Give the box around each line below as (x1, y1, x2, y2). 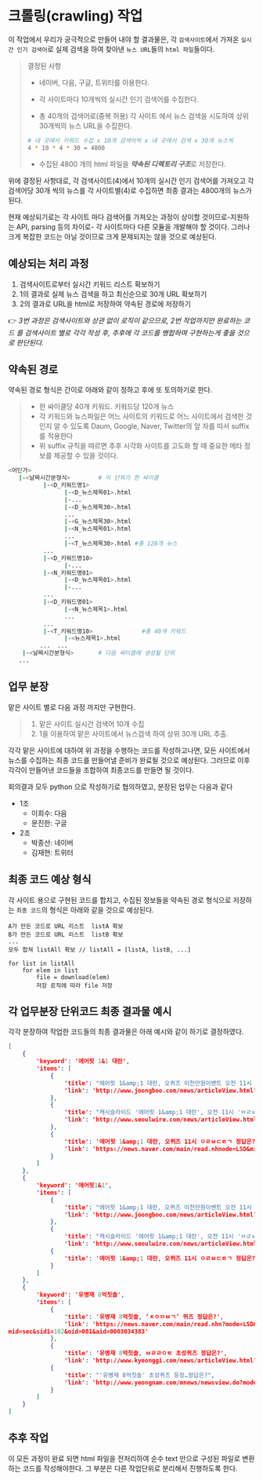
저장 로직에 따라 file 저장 (36, 981, 113, 989)
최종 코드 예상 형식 (8, 873, 92, 886)
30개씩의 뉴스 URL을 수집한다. (38, 121, 133, 130)
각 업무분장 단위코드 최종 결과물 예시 (8, 1004, 172, 1018)
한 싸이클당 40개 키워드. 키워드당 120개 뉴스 (38, 402, 175, 411)
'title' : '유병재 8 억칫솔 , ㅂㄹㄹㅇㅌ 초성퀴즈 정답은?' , (63, 1350, 228, 1358)
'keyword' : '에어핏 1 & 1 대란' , (36, 1058, 131, 1065)
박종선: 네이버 (31, 838, 74, 847)
